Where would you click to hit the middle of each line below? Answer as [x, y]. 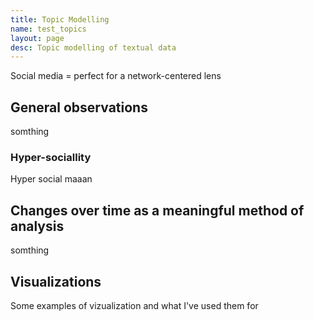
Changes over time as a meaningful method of [157, 210]
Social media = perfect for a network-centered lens [116, 76]
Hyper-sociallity [51, 157]
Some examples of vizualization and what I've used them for [134, 305]
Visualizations [56, 281]
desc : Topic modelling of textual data [93, 47]
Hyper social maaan [51, 179]
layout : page [37, 38]
